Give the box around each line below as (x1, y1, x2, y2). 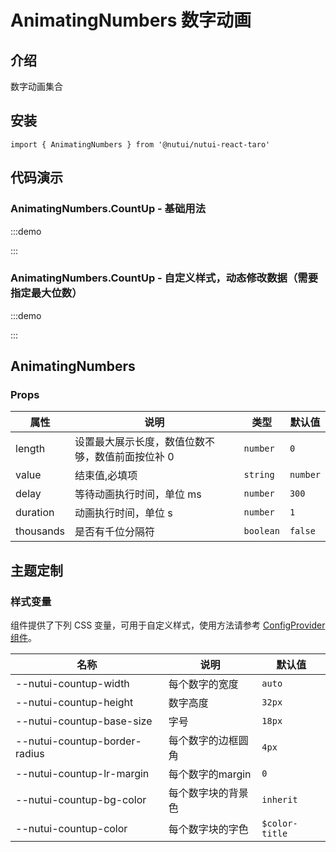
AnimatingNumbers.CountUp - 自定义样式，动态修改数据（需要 (10, 271, 318, 285)
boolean (243, 526, 280, 537)
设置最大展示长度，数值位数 (74, 435, 205, 449)
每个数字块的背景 (168, 786, 249, 800)
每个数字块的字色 (168, 822, 249, 836)
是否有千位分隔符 (74, 525, 155, 539)
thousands (15, 524, 65, 538)
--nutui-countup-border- (15, 734, 142, 748)
